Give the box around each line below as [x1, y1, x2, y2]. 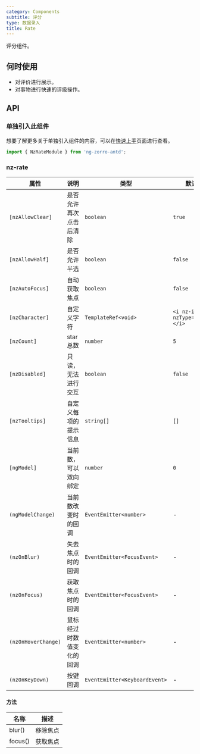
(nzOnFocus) [9, 592, 43, 598]
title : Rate [6, 25, 36, 32]
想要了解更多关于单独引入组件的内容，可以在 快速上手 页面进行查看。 [6, 137, 173, 144]
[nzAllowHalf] [9, 256, 49, 262]
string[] [85, 417, 110, 424]
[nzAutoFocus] [9, 285, 49, 292]
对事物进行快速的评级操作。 [14, 86, 83, 93]
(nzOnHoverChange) [9, 638, 61, 645]
